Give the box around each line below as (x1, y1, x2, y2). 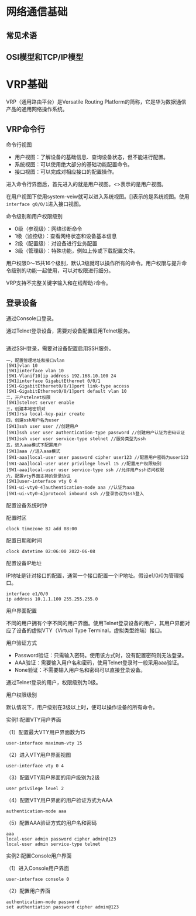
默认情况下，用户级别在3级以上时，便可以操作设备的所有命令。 (6, 704, 158, 711)
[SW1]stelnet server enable (6, 399, 75, 406)
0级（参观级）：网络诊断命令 (14, 225, 82, 232)
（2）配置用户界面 (6, 887, 51, 894)
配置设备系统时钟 (6, 502, 47, 509)
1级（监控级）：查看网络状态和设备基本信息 (14, 232, 117, 239)
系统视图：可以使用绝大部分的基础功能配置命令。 (14, 160, 133, 167)
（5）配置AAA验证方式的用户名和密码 (6, 819, 97, 826)
